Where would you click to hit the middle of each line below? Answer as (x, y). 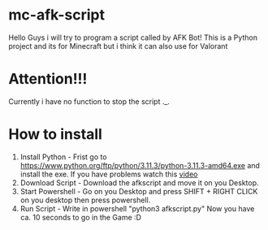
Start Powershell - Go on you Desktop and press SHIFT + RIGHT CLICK (139, 191)
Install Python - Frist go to (63, 157)
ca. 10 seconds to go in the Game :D (81, 217)
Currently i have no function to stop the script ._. (89, 101)
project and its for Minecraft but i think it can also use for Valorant (118, 46)
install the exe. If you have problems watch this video (109, 174)
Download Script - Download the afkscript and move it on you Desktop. (139, 182)
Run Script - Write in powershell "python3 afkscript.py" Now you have (137, 208)
